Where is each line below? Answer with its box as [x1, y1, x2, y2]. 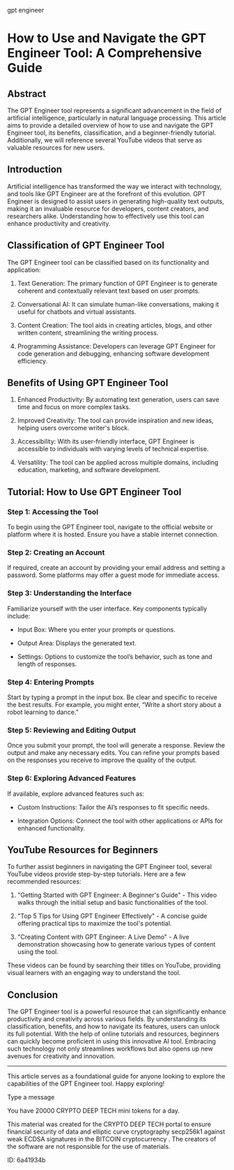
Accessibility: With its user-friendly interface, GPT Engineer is [17, 437, 195, 446]
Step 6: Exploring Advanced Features [7, 773, 136, 783]
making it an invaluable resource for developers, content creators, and [7, 204, 209, 212]
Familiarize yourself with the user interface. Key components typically [7, 604, 208, 613]
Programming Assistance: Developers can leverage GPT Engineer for [17, 342, 216, 350]
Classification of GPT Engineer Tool [7, 240, 165, 251]
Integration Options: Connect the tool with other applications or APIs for [17, 817, 224, 825]
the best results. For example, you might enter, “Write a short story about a [7, 701, 221, 709]
